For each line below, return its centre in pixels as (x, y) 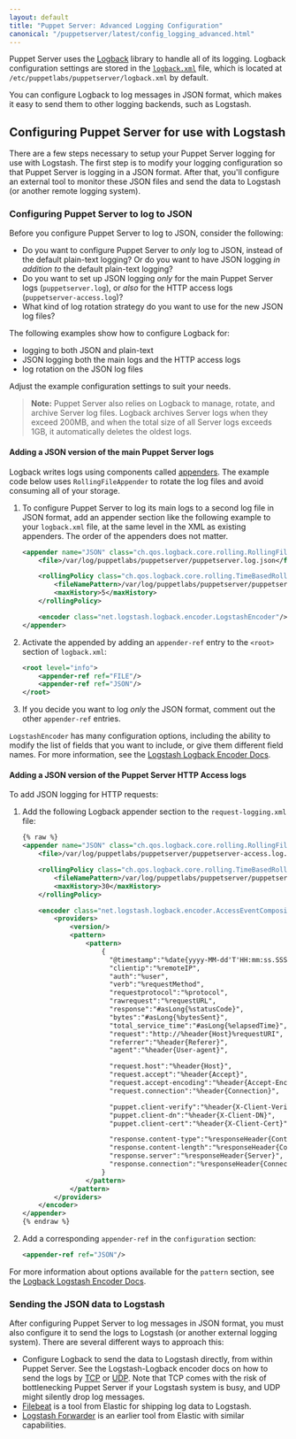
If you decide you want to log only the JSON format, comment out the (148, 710)
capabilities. (44, 1425)
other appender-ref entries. (71, 719)
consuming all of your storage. (65, 490)
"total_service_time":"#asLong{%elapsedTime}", (198, 1026)
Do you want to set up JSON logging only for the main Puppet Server (148, 279)
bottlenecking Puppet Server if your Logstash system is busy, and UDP (151, 1388)
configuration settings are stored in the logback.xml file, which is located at (146, 68)
